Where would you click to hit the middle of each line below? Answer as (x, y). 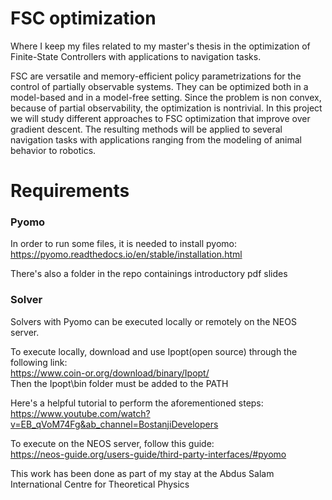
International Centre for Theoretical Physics (100, 484)
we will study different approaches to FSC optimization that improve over (160, 118)
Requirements (70, 191)
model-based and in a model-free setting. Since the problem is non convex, (166, 97)
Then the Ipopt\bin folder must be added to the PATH (119, 383)
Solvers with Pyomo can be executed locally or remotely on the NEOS (153, 321)
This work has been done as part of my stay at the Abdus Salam (142, 473)
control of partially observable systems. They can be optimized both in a (159, 86)
